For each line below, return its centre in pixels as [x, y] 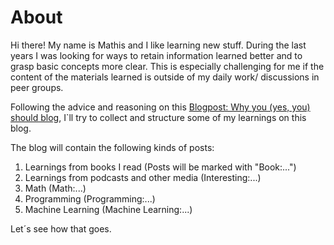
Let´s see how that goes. [61, 228]
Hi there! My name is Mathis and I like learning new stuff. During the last [158, 45]
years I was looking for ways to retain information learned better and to [156, 55]
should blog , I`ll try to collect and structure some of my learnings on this [158, 117]
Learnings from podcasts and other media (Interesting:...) [143, 177]
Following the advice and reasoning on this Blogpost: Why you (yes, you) [160, 107]
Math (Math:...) [55, 188]
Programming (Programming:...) [90, 198]
